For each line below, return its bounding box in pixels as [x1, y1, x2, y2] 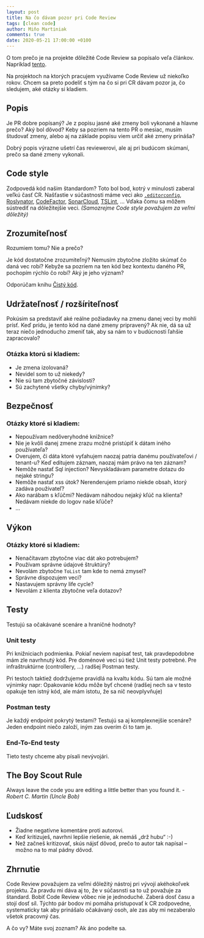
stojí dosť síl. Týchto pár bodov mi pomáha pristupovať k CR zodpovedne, [6, 900, 191, 907]
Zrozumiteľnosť [6, 229, 68, 239]
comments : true [6, 32, 45, 38]
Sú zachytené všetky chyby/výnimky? [15, 383, 111, 390]
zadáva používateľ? [15, 485, 65, 493]
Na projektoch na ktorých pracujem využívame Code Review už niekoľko [6, 73, 189, 79]
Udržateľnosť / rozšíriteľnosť [6, 299, 119, 309]
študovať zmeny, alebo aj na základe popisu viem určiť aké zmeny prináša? [6, 132, 195, 139]
